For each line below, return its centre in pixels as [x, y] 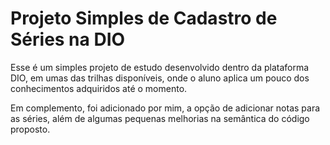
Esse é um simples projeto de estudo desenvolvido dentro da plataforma [160, 67]
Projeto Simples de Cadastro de [144, 18]
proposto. [30, 129]
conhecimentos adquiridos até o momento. [99, 88]
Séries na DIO [68, 39]
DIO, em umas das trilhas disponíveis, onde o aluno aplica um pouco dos [160, 78]
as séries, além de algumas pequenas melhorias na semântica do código [160, 118]
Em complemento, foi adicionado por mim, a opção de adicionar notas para [165, 108]
